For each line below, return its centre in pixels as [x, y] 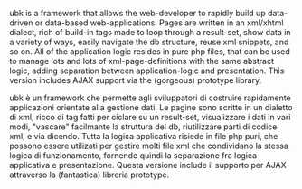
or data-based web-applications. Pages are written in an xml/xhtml [159, 23]
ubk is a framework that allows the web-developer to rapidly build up [137, 13]
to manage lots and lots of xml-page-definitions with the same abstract [142, 61]
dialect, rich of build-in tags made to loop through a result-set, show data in [150, 32]
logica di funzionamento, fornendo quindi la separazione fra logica [133, 156]
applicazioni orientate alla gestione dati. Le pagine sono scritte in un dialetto [151, 107]
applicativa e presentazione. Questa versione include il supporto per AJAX [148, 165]
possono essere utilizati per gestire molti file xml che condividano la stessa [149, 146]
